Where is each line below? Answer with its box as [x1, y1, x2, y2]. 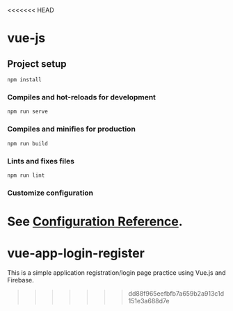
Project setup [7, 58, 67, 70]
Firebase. [7, 276, 35, 284]
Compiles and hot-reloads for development [7, 92, 156, 102]
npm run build [7, 140, 49, 147]
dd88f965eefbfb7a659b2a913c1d [128, 289, 225, 298]
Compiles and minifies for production [7, 125, 136, 134]
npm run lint [7, 172, 45, 179]
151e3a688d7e [128, 296, 170, 305]
